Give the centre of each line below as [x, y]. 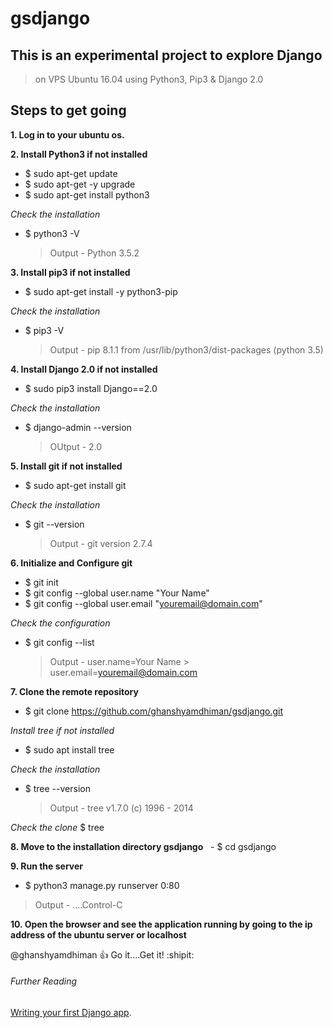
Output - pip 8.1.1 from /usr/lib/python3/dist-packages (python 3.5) [186, 349]
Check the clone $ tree [57, 827]
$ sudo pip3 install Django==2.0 [91, 388]
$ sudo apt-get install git [75, 485]
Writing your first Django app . [71, 1013]
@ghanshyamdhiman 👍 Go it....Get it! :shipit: [102, 954]
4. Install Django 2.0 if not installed [84, 369]
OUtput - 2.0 [76, 446]
